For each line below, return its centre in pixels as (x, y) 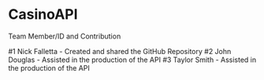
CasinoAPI (43, 15)
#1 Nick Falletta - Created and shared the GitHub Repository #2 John (120, 51)
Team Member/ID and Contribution (65, 36)
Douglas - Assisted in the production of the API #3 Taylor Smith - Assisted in (132, 60)
